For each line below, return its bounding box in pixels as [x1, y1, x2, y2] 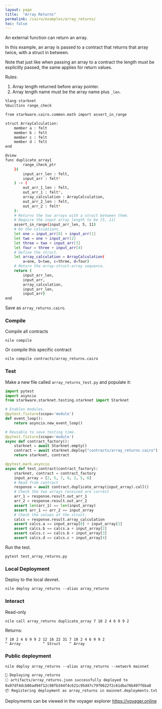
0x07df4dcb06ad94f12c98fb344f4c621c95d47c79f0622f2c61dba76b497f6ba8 [5, 683, 152, 688]
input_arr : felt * [23, 176, 61, 181]
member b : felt [14, 130, 48, 135]
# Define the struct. [14, 250, 58, 255]
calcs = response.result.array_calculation [14, 517, 105, 522]
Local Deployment [5, 565, 50, 572]
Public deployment [5, 652, 51, 659]
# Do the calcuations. [14, 227, 61, 232]
